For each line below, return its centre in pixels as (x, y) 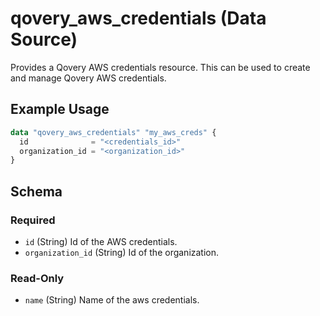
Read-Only (37, 278)
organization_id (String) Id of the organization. (122, 252)
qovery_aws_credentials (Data (138, 18)
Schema (36, 191)
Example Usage (60, 109)
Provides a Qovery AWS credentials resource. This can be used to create (160, 67)
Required (33, 220)
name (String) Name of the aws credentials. (112, 300)
